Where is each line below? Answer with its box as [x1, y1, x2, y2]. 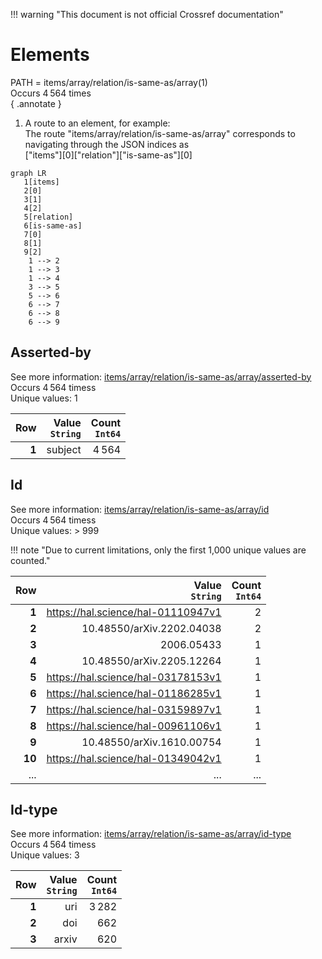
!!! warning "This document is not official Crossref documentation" [10, 9, 284, 20]
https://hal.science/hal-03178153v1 [46, 670, 222, 684]
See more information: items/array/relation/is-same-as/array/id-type [10, 828, 292, 840]
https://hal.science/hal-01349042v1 [46, 751, 222, 765]
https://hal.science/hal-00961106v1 [46, 719, 222, 733]
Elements [10, 44, 90, 66]
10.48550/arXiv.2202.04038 [81, 621, 222, 635]
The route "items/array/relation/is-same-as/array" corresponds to [24, 127, 296, 139]
